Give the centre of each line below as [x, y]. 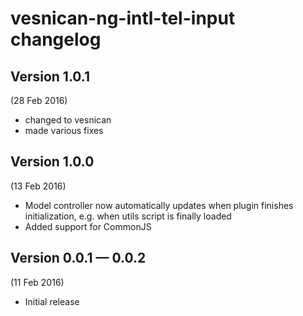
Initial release [52, 301]
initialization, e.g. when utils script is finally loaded [128, 216]
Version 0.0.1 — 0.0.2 [78, 258]
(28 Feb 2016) [39, 100]
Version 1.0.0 [52, 162]
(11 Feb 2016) [37, 282]
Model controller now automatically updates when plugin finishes [159, 205]
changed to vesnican [68, 120]
